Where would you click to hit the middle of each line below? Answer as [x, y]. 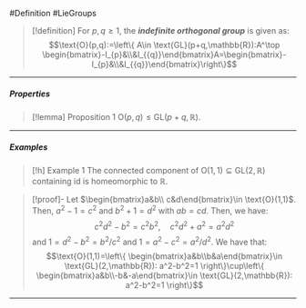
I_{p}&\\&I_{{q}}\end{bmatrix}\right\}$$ [164, 64]
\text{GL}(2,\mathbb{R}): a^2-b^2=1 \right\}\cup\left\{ [164, 265]
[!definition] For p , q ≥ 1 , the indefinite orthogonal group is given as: [160, 30]
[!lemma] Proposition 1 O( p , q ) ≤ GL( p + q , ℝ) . [116, 116]
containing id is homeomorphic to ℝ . [100, 181]
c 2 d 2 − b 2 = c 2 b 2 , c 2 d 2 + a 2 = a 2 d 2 [164, 225]
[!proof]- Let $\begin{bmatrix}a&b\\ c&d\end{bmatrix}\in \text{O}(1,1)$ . [164, 199]
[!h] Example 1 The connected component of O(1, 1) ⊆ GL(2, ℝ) [148, 170]
